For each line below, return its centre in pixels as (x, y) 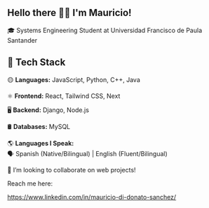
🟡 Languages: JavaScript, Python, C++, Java (74, 79)
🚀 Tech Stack (36, 63)
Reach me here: (30, 183)
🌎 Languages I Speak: (41, 143)
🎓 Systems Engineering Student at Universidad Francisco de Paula (104, 30)
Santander (22, 40)
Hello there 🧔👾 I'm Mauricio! (69, 13)
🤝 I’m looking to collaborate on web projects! (72, 169)
